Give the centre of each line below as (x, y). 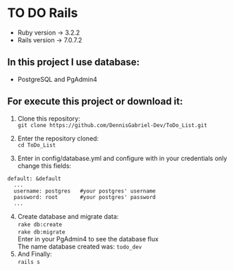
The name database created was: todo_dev (80, 246)
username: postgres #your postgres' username (85, 191)
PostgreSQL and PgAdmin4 (57, 79)
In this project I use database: (74, 62)
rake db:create (40, 224)
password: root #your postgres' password (85, 197)
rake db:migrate (41, 232)
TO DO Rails (43, 13)
